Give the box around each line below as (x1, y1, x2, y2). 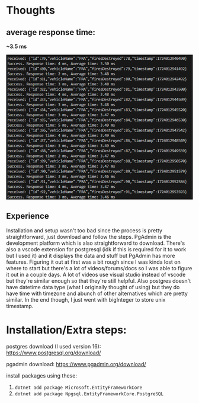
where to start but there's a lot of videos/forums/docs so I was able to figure (6, 264, 192, 271)
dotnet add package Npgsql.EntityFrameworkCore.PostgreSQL (14, 391, 164, 397)
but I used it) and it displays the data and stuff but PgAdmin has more (6, 252, 175, 259)
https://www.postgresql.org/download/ (6, 349, 101, 356)
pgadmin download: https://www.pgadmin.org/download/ (6, 360, 146, 367)
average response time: (6, 27, 96, 37)
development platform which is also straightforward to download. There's (6, 239, 185, 247)
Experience (6, 211, 49, 221)
